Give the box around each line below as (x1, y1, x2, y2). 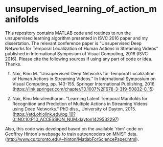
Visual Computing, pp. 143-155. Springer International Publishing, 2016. (12, 81, 156, 86)
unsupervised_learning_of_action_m (5, 3, 157, 15)
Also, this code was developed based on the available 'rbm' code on (5, 126, 143, 131)
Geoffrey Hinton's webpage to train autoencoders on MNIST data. (5, 131, 138, 137)
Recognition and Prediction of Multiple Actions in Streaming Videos (12, 101, 148, 106)
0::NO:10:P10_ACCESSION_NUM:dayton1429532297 (12, 116, 117, 122)
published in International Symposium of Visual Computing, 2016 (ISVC (5, 50, 148, 57)
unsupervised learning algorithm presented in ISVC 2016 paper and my (5, 35, 148, 41)
